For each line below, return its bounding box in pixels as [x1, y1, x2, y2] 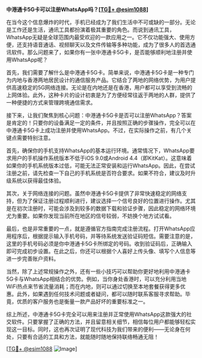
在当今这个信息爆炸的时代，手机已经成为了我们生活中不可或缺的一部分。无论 [6, 19, 196, 26]
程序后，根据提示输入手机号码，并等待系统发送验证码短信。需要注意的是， [11, 232, 196, 240]
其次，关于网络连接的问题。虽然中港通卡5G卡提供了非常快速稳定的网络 [6, 190, 182, 197]
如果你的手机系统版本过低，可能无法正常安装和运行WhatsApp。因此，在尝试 [6, 162, 195, 169]
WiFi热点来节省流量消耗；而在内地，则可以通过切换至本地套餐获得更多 [6, 283, 180, 290]
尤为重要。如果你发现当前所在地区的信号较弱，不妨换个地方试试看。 [6, 213, 175, 219]
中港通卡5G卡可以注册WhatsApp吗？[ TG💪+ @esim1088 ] [6, 6, 148, 13]
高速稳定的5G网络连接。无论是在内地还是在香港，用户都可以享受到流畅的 [11, 84, 192, 91]
